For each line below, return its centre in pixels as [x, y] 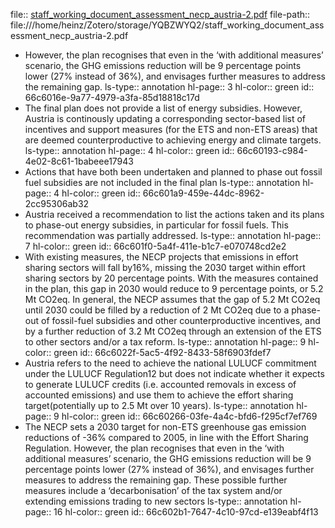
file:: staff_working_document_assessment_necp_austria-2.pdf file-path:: [160, 14]
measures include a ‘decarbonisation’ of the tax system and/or [153, 490]
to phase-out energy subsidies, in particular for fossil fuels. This [156, 225]
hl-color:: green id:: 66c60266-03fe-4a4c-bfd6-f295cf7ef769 [189, 416]
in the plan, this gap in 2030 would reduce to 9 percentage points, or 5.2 [174, 288]
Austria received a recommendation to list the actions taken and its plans [174, 214]
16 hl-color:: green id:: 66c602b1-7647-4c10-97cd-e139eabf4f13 [186, 512]
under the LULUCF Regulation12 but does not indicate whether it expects [174, 373]
